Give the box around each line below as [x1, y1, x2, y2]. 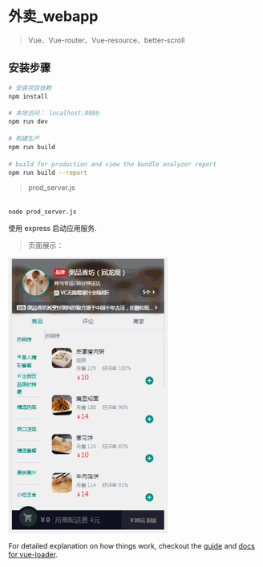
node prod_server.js [8, 208, 78, 217]
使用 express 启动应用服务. [8, 224, 97, 233]
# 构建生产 [8, 135, 40, 143]
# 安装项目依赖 [8, 83, 52, 92]
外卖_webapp [8, 7, 99, 26]
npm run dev [8, 118, 48, 126]
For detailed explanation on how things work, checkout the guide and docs [8, 541, 255, 551]
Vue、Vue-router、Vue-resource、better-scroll [27, 35, 185, 45]
